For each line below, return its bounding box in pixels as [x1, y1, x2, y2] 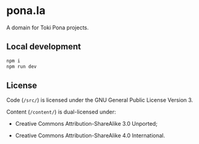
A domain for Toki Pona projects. [6, 24, 89, 31]
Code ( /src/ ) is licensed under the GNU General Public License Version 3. [6, 96, 193, 104]
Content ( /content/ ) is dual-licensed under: [6, 108, 116, 116]
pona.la [6, 4, 46, 18]
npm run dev [6, 63, 37, 70]
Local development [6, 41, 81, 52]
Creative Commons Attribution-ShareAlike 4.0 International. [15, 132, 165, 139]
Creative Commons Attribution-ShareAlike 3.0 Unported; [15, 120, 158, 128]
